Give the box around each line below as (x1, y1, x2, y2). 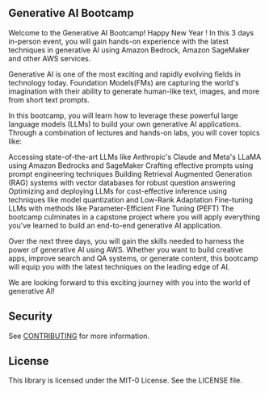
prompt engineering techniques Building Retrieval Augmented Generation (8, 169, 253, 178)
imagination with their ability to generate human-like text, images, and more (8, 86, 260, 96)
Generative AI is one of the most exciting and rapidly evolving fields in (8, 69, 241, 79)
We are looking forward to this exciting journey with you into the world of (8, 278, 250, 287)
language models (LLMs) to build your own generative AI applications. (8, 119, 242, 128)
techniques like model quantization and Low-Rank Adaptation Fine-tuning (8, 194, 253, 204)
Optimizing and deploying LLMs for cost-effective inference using (8, 186, 228, 196)
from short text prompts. (8, 94, 90, 104)
